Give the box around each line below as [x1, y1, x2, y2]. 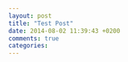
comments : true [8, 34, 60, 43]
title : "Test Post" [8, 19, 74, 27]
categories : [8, 42, 48, 50]
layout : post [8, 11, 52, 20]
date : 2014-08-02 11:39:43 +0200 [8, 27, 121, 35]
